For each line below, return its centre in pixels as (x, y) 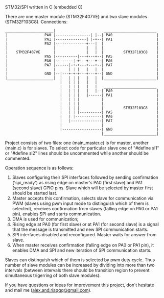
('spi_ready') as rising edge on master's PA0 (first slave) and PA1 (77, 183)
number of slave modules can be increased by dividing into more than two (80, 265)
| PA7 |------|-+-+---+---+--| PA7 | (82, 65)
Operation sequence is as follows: (39, 168)
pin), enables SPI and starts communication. (57, 214)
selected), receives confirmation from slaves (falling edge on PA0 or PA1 (85, 209)
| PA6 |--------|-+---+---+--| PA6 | (82, 61)
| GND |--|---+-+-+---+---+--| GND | (82, 74)
